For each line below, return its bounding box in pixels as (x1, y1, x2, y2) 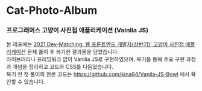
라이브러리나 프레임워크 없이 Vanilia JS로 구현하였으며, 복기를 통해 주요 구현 (6, 56, 185, 63)
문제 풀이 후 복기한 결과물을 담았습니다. (27, 48, 119, 56)
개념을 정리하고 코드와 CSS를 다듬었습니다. (12, 63, 113, 71)
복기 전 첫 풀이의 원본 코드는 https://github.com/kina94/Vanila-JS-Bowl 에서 (6, 71, 190, 78)
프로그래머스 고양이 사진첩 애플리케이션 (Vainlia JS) (6, 26, 149, 35)
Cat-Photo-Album (6, 4, 98, 17)
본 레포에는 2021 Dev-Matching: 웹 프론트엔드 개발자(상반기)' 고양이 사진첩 (6, 41, 185, 48)
